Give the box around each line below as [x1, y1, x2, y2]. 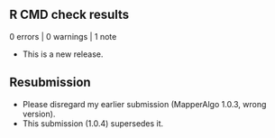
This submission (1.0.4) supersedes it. [22, 117, 164, 129]
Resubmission [9, 75, 92, 90]
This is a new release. [22, 49, 104, 60]
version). [22, 108, 56, 119]
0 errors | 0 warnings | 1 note [9, 31, 117, 41]
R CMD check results [9, 7, 130, 23]
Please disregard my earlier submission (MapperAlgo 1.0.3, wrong [22, 98, 267, 109]
